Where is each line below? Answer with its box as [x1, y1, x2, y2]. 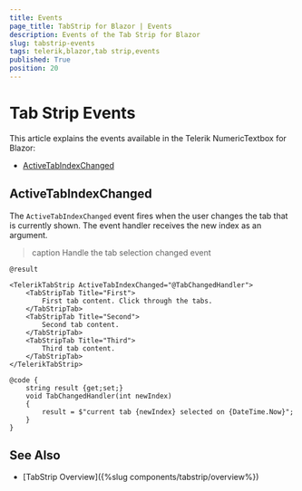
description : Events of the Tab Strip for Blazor [9, 30, 201, 39]
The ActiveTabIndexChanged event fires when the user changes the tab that [9, 210, 288, 221]
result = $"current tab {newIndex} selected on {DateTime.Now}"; [42, 407, 295, 417]
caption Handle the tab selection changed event [31, 246, 211, 258]
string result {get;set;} [25, 383, 124, 392]
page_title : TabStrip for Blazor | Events [9, 22, 172, 31]
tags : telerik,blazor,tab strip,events [9, 47, 161, 56]
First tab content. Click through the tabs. [42, 296, 213, 305]
